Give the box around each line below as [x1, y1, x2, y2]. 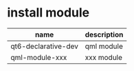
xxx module [85, 52, 122, 62]
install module [7, 5, 90, 21]
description [85, 30, 124, 39]
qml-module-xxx [10, 52, 67, 62]
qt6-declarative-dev [10, 41, 79, 51]
